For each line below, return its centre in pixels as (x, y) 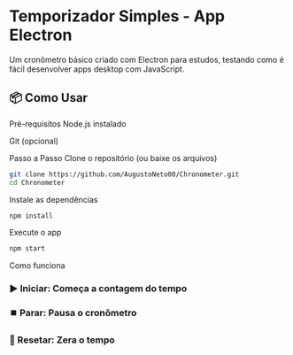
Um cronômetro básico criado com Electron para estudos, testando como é (147, 59)
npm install (31, 216)
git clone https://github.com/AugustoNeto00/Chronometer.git (124, 174)
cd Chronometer (37, 182)
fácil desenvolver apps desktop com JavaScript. (97, 69)
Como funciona (37, 266)
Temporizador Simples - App (117, 16)
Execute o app (35, 233)
